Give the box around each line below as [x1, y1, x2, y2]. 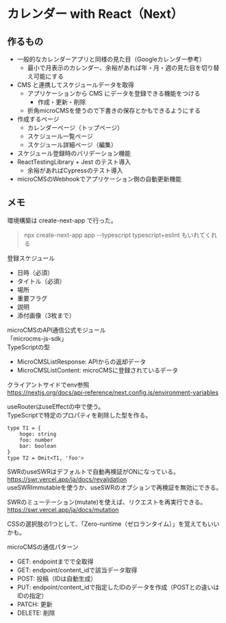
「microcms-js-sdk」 [7, 334, 68, 342]
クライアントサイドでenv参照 [7, 381, 90, 389]
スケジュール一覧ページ [27, 132, 94, 140]
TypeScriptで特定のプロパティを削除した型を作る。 [7, 411, 152, 419]
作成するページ [16, 115, 60, 123]
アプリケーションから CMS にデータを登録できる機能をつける [27, 90, 201, 97]
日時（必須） [16, 268, 53, 277]
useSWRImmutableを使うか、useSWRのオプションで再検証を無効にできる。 [7, 483, 223, 492]
